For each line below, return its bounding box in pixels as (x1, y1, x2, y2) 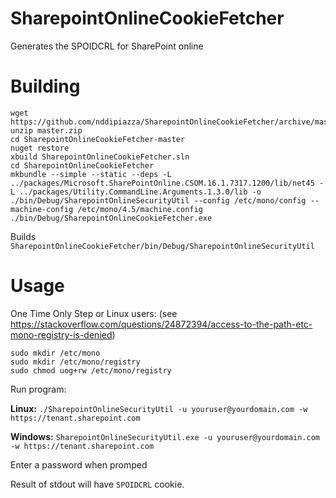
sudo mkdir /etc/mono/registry (10, 357, 141, 367)
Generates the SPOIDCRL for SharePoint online (10, 40, 204, 52)
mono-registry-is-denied (10, 328, 113, 341)
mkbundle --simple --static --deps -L (10, 169, 172, 179)
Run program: (10, 383, 67, 395)
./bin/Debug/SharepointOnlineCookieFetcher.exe (10, 213, 213, 223)
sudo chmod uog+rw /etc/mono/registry (10, 365, 172, 376)
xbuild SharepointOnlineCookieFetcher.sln (10, 152, 190, 162)
